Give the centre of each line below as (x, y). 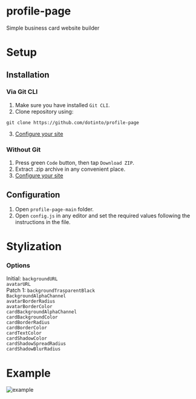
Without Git (24, 150)
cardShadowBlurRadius (34, 349)
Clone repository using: (44, 111)
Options (18, 266)
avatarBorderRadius (31, 302)
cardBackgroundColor (32, 317)
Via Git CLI (22, 92)
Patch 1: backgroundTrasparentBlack (51, 290)
